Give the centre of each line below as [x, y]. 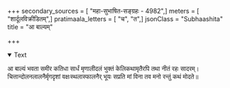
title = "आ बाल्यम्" [30, 27]
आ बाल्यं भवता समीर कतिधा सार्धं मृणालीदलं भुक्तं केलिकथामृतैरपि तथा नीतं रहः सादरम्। [104, 68]
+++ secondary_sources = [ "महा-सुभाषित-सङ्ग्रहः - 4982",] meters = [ [103, 11]
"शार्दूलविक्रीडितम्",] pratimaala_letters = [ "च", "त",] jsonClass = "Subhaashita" [115, 19]
